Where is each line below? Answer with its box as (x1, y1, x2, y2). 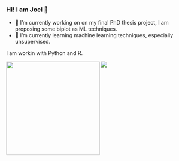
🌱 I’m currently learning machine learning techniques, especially (14, 32, 174, 39)
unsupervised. (14, 38, 51, 45)
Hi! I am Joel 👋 (6, 5, 48, 14)
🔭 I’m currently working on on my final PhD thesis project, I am (14, 19, 169, 26)
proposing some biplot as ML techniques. (14, 25, 117, 32)
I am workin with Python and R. (6, 50, 83, 57)
